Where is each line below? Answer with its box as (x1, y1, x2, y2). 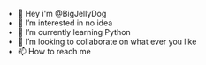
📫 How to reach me (17, 47, 91, 56)
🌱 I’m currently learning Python (17, 27, 131, 37)
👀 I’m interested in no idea (17, 18, 113, 28)
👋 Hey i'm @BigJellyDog (17, 9, 107, 18)
